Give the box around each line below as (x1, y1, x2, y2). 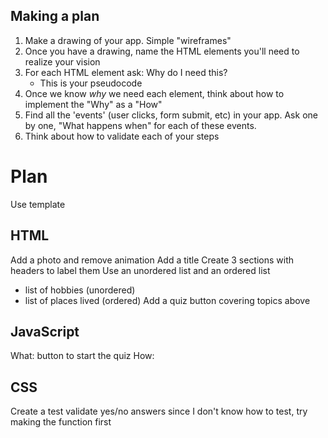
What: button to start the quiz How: (10, 350, 155, 362)
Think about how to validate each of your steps (24, 130, 220, 142)
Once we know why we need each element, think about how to (24, 87, 285, 99)
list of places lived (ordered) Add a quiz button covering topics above (24, 294, 311, 306)
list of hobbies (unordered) (24, 284, 136, 296)
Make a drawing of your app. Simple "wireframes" (24, 34, 232, 46)
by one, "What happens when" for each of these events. (24, 119, 257, 131)
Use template (10, 198, 66, 210)
